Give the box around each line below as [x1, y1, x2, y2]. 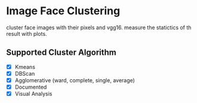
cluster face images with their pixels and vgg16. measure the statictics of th [6, 24, 192, 31]
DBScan [14, 70, 35, 77]
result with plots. [6, 30, 47, 37]
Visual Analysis [14, 90, 53, 97]
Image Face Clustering [6, 4, 121, 18]
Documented [14, 83, 47, 90]
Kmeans [14, 63, 36, 70]
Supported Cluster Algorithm [6, 48, 116, 58]
